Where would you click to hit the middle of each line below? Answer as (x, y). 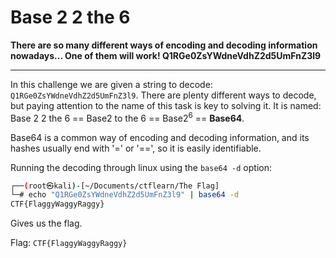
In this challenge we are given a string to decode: (111, 84)
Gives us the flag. (46, 223)
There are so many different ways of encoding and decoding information (164, 45)
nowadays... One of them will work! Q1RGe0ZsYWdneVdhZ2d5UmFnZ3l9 (166, 55)
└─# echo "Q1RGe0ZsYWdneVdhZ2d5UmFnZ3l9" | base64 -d (125, 195)
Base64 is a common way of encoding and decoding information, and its (160, 137)
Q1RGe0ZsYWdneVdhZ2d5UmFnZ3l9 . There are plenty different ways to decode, (163, 95)
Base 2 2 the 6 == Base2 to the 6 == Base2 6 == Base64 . (127, 117)
